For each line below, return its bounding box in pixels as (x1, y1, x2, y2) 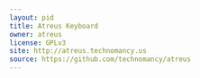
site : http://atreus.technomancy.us (9, 47, 147, 56)
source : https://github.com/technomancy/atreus (9, 55, 192, 64)
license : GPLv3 (9, 38, 67, 48)
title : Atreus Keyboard (9, 22, 99, 30)
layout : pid (9, 13, 54, 22)
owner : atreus (9, 30, 63, 39)
